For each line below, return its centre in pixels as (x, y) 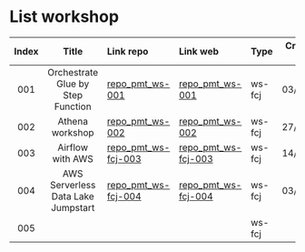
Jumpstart (73, 207)
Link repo (128, 51)
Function (73, 106)
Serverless (73, 185)
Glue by (73, 84)
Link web (199, 51)
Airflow (73, 147)
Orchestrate (73, 72)
